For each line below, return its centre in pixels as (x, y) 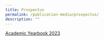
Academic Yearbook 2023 (33, 33)
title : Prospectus (25, 10)
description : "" (22, 19)
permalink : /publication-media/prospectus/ (52, 14)
